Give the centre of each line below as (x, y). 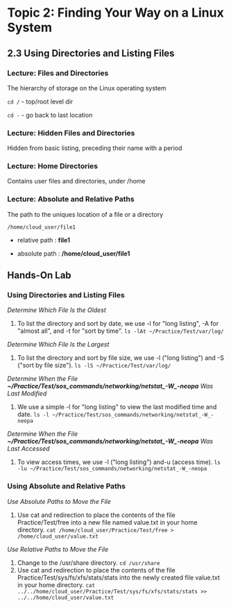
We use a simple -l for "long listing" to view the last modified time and (117, 407)
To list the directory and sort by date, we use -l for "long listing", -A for (118, 324)
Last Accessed (28, 449)
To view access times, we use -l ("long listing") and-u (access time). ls (119, 462)
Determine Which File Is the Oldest (57, 310)
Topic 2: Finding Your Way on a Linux (115, 13)
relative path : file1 (44, 240)
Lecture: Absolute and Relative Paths (71, 199)
